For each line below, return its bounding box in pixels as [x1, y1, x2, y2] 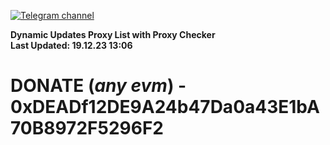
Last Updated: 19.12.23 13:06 [10, 40, 133, 51]
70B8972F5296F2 [10, 117, 164, 140]
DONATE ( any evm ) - [10, 75, 187, 97]
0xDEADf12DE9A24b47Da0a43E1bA [10, 96, 320, 119]
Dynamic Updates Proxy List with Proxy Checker [10, 29, 216, 40]
